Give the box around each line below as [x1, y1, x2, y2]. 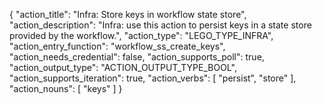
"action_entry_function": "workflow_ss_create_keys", [9, 40, 226, 52]
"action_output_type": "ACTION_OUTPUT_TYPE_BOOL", [9, 62, 237, 73]
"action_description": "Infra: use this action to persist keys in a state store [9, 19, 312, 31]
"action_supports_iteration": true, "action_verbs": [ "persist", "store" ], [9, 72, 297, 84]
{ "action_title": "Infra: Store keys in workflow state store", [9, 9, 247, 20]
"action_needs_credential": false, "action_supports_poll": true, [9, 51, 265, 63]
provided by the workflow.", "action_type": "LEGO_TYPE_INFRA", [9, 30, 274, 41]
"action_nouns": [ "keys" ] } [9, 83, 123, 94]
